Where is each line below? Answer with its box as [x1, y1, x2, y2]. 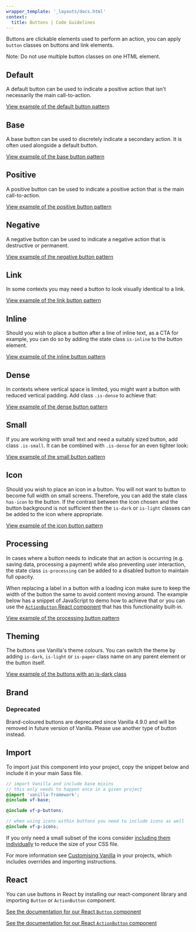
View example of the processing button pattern [6, 614, 120, 621]
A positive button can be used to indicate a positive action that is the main [6, 185, 184, 192]
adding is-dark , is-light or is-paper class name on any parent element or [6, 653, 186, 660]
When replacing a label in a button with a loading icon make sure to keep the [6, 584, 191, 591]
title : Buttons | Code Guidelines [11, 19, 95, 25]
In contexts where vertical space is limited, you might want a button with [6, 386, 180, 393]
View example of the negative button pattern [6, 253, 114, 260]
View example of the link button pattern [6, 297, 101, 304]
